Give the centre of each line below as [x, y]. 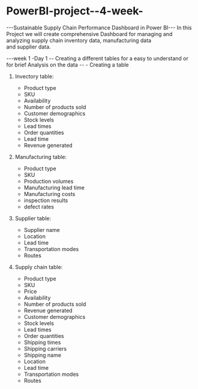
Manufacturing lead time [54, 188]
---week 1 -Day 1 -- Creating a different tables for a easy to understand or [97, 58]
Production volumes [49, 181]
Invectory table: [34, 76]
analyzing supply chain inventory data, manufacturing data [79, 40]
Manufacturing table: [41, 156]
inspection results [46, 200]
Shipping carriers [45, 348]
